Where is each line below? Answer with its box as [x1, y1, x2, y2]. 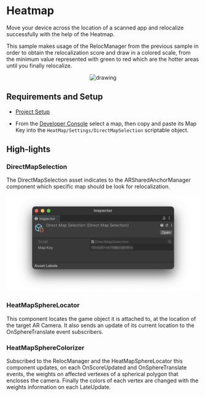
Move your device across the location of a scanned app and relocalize [6, 24, 184, 31]
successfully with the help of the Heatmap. [6, 30, 115, 37]
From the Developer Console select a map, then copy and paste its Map [15, 120, 197, 127]
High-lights [6, 144, 51, 155]
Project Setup [15, 108, 50, 115]
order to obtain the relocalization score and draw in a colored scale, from [6, 48, 191, 56]
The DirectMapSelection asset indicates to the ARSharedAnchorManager [6, 176, 191, 184]
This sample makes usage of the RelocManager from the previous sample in [6, 42, 199, 50]
